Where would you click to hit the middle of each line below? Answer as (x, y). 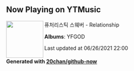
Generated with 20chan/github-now (52, 62)
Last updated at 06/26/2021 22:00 (86, 48)
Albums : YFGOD (65, 36)
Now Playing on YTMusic (54, 10)
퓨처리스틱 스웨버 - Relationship (82, 25)
